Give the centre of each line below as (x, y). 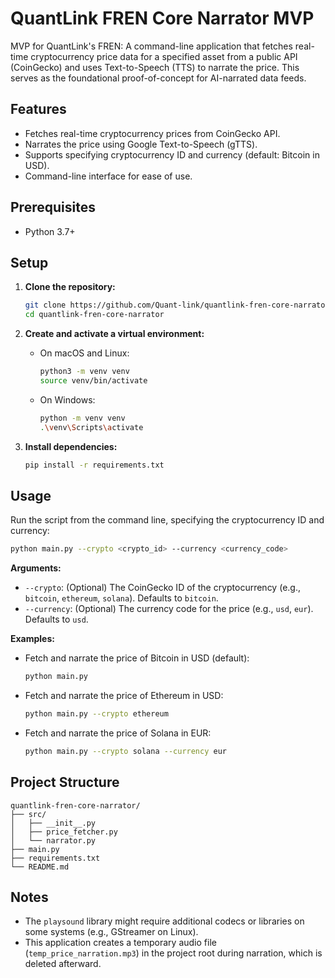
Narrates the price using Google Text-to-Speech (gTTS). (141, 144)
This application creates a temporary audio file (120, 943)
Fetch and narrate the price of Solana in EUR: (118, 733)
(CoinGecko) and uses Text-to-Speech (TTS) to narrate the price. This (155, 67)
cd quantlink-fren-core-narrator (94, 315)
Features (38, 109)
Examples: (32, 639)
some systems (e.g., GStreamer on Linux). (111, 932)
